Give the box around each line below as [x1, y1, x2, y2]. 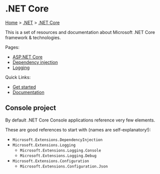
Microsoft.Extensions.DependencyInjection [12, 137, 103, 142]
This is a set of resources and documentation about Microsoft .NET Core [5, 29, 155, 35]
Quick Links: [5, 74, 31, 80]
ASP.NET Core [12, 53, 43, 60]
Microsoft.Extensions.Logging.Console [20, 148, 101, 153]
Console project [5, 103, 56, 112]
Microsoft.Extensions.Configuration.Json [20, 163, 108, 169]
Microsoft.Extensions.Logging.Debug [20, 153, 97, 158]
